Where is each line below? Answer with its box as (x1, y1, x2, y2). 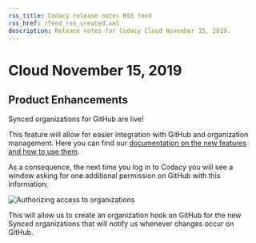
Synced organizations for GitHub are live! (8, 114, 144, 124)
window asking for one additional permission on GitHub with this (8, 171, 221, 180)
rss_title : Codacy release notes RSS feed (8, 11, 152, 20)
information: (8, 180, 49, 189)
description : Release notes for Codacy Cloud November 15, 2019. (8, 26, 230, 34)
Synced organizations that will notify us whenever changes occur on (8, 219, 234, 229)
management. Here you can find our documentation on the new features (8, 138, 247, 148)
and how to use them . (8, 147, 80, 156)
